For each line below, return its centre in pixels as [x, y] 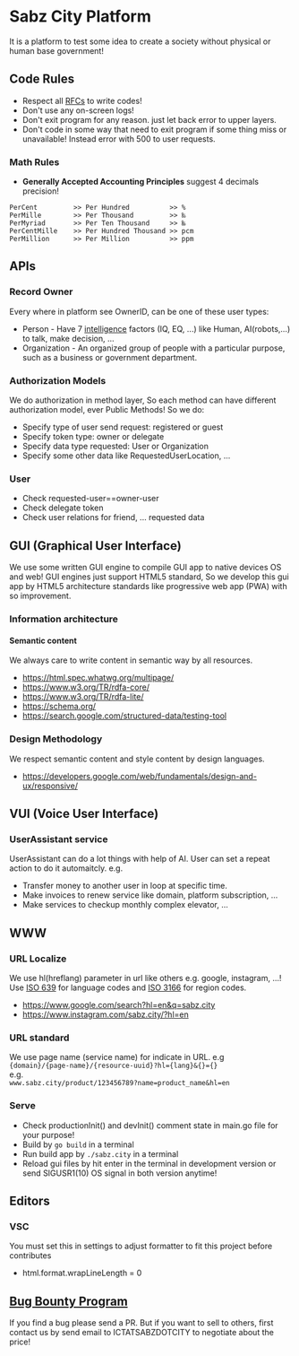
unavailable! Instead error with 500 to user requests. [119, 139]
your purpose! [48, 1134]
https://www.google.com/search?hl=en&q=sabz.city [119, 1004]
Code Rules [42, 79]
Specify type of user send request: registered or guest [123, 427]
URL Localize [38, 959]
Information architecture [64, 619]
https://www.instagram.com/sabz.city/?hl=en [106, 1014]
